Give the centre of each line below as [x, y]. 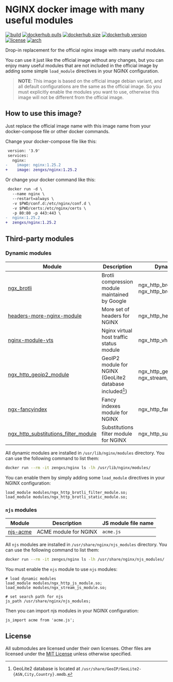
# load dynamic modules [31, 579]
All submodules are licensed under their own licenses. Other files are [78, 648]
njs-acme [20, 532]
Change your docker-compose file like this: [51, 141]
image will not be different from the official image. [71, 97]
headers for [115, 316]
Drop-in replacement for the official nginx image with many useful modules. [85, 50]
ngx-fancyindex [28, 409]
